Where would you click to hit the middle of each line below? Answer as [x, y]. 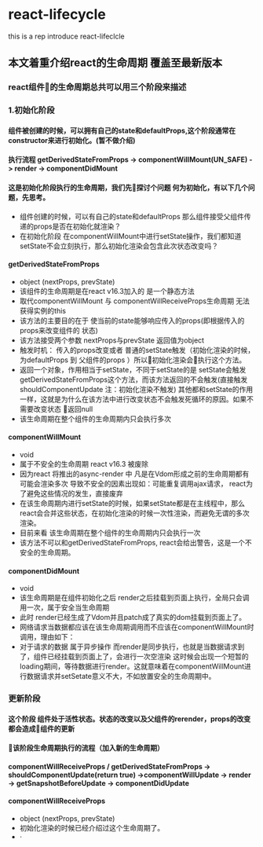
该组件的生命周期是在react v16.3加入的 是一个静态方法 [107, 291]
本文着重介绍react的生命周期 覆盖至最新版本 [115, 63]
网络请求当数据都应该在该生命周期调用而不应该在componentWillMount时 [137, 627]
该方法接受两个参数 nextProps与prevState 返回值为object [112, 340]
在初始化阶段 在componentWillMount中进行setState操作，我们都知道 [130, 236]
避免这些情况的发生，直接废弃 [75, 493]
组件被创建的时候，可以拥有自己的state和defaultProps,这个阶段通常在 [122, 130]
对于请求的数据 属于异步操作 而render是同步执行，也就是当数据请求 [128, 647]
